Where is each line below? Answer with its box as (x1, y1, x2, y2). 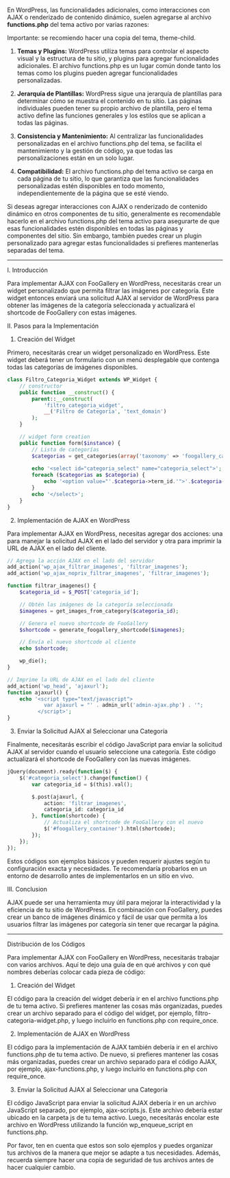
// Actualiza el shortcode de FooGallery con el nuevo (43, 819, 204, 826)
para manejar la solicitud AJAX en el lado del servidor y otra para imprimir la (7, 536, 222, 545)
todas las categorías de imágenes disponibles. (7, 363, 138, 371)
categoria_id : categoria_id (43, 806, 125, 813)
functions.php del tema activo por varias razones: (7, 21, 149, 28)
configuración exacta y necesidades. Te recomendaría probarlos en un (7, 864, 207, 872)
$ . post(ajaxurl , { (31, 793, 84, 800)
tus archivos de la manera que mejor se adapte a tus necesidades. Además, (7, 1148, 221, 1157)
